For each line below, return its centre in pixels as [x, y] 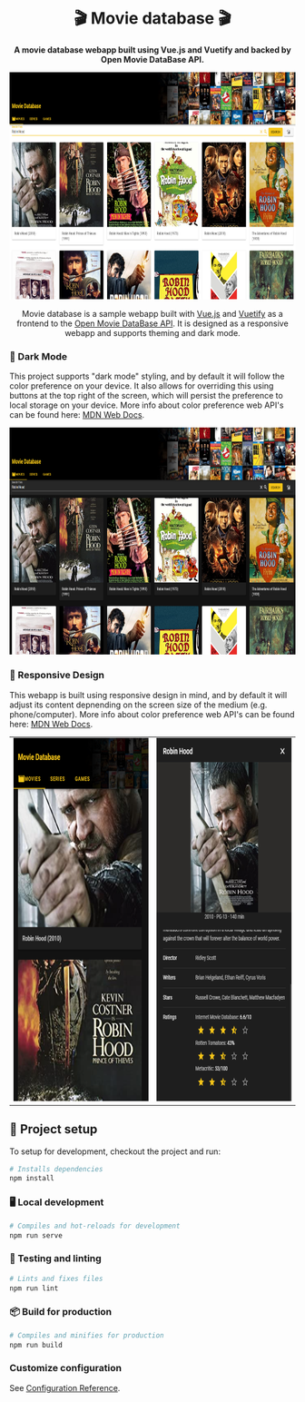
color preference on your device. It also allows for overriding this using [142, 386]
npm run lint [34, 1288]
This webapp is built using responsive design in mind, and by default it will [148, 695]
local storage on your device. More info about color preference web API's [147, 405]
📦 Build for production [61, 1312]
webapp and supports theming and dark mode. [152, 332]
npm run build [36, 1345]
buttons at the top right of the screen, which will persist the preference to [146, 396]
